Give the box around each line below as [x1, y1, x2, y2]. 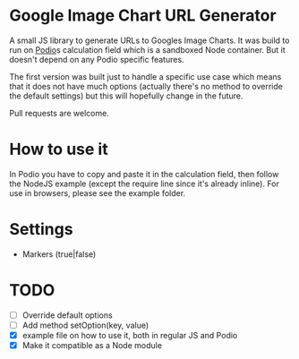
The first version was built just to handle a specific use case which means [9, 71, 282, 81]
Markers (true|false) [21, 248, 97, 260]
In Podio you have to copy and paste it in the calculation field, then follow [9, 168, 279, 179]
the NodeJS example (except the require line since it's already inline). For [9, 178, 280, 189]
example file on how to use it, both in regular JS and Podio [21, 329, 238, 340]
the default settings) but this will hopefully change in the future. [9, 90, 243, 101]
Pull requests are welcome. [9, 107, 109, 118]
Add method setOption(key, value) [21, 320, 149, 330]
